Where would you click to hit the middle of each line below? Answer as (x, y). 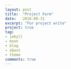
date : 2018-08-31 (25, 18)
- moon (12, 41)
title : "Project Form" (29, 14)
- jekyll (14, 37)
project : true (20, 28)
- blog (12, 46)
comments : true (21, 59)
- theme (13, 55)
